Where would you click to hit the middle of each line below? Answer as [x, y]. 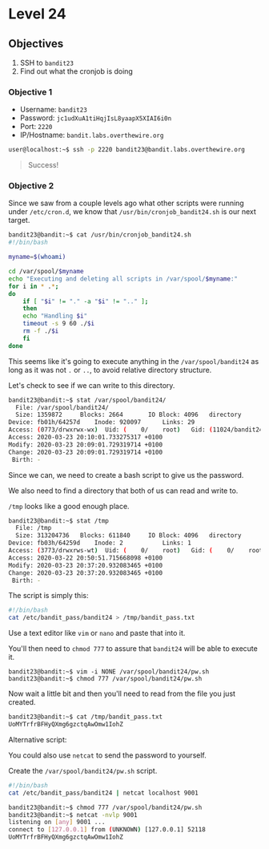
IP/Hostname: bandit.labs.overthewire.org [92, 135]
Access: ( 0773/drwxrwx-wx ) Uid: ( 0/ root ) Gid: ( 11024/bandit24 [136, 430]
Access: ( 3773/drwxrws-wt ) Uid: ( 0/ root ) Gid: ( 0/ [121, 551]
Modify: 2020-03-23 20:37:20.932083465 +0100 [85, 565]
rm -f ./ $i [41, 331]
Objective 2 [31, 186]
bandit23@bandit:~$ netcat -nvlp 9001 [73, 815]
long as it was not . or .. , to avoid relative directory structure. [110, 370]
